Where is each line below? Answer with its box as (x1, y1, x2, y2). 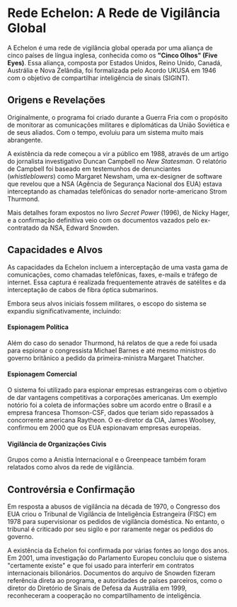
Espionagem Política (7, 323, 69, 331)
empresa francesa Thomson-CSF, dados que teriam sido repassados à (7, 408, 214, 416)
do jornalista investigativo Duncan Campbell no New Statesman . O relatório (7, 157, 227, 165)
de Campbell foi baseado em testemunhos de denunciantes (7, 165, 182, 173)
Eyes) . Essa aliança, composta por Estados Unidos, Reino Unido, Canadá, (7, 58, 223, 67)
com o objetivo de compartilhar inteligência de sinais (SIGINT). (7, 73, 190, 82)
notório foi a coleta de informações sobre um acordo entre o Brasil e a (7, 401, 212, 409)
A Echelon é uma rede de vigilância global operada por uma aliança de (7, 43, 214, 52)
